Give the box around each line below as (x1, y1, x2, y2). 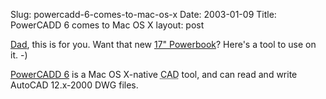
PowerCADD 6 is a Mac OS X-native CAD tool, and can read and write (10, 69, 298, 80)
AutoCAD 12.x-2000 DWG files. (10, 79, 139, 91)
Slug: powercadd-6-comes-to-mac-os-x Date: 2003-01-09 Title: (10, 9, 277, 20)
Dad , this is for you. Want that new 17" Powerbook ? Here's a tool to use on (10, 39, 317, 50)
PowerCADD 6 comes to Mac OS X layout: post (10, 19, 205, 31)
